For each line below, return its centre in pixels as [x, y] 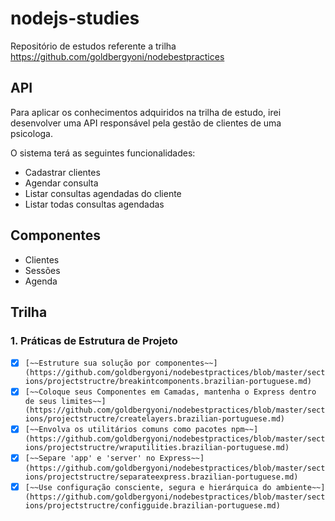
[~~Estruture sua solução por [88, 363]
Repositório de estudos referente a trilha [93, 46]
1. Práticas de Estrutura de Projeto [94, 340]
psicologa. [32, 133]
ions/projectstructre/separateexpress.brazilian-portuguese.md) [161, 477]
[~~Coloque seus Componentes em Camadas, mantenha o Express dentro [170, 392]
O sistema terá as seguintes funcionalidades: [103, 153]
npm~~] [245, 430]
